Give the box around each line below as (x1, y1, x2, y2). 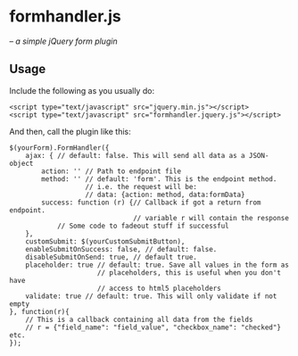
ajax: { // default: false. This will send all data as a (25, 151, 245, 160)
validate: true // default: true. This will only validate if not (25, 292, 277, 301)
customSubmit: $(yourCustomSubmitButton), (25, 236, 186, 246)
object (9, 159, 34, 168)
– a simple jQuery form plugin (9, 36, 118, 46)
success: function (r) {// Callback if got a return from (41, 198, 261, 207)
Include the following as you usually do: (9, 85, 154, 95)
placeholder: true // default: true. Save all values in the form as (25, 261, 290, 269)
